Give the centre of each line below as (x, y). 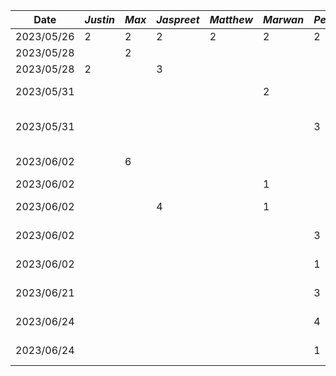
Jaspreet (178, 19)
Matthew (231, 19)
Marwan (284, 19)
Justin (99, 19)
